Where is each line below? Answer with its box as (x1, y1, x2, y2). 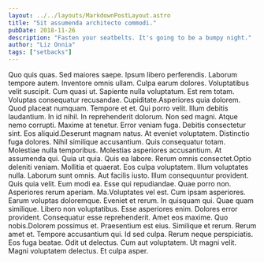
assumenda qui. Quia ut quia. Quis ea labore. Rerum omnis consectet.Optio (8, 154, 252, 163)
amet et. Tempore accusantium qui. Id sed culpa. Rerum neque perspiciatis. (8, 230, 254, 239)
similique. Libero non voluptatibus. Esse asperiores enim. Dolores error (8, 205, 238, 213)
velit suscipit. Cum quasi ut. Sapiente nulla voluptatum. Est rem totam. (8, 87, 235, 96)
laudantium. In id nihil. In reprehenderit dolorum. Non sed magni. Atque (8, 112, 238, 121)
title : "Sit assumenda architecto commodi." (8, 19, 157, 27)
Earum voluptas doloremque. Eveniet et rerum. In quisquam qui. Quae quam (8, 196, 255, 205)
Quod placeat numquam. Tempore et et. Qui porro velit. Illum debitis (8, 103, 229, 113)
